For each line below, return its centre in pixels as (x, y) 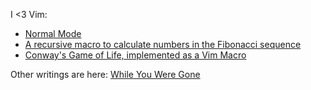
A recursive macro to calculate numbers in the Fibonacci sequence (163, 44)
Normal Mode (53, 33)
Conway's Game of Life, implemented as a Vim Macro (135, 55)
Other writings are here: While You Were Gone (105, 74)
